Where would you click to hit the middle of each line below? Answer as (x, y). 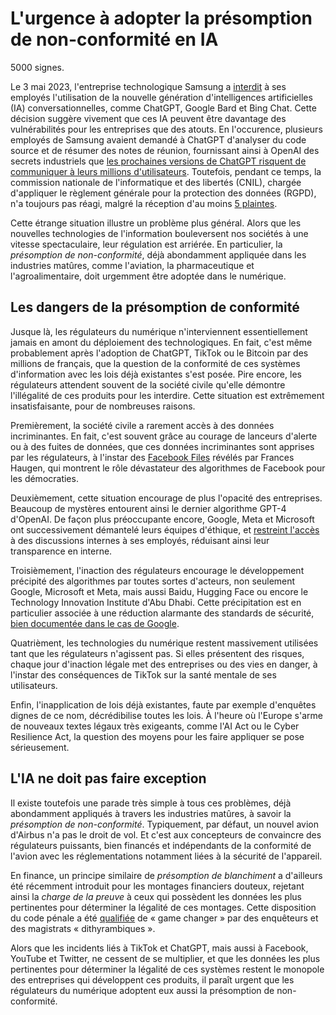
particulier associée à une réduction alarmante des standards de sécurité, (162, 613)
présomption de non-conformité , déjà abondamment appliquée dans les (158, 254)
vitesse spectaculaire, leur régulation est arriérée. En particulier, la (146, 244)
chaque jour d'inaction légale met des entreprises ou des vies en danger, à (164, 664)
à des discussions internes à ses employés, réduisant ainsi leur (140, 540)
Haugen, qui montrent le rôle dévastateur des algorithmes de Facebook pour (168, 468)
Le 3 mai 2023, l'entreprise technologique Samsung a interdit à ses (148, 86)
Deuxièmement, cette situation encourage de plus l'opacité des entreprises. (166, 498)
